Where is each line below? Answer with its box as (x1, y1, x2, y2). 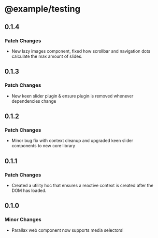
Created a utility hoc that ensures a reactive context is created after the (11, 182, 154, 188)
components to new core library (11, 143, 75, 149)
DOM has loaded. (11, 188, 46, 193)
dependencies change (11, 98, 57, 104)
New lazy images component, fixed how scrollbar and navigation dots (11, 48, 151, 54)
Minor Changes (4, 216, 42, 223)
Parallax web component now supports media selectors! (11, 227, 124, 233)
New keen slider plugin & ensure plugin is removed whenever (11, 93, 134, 99)
